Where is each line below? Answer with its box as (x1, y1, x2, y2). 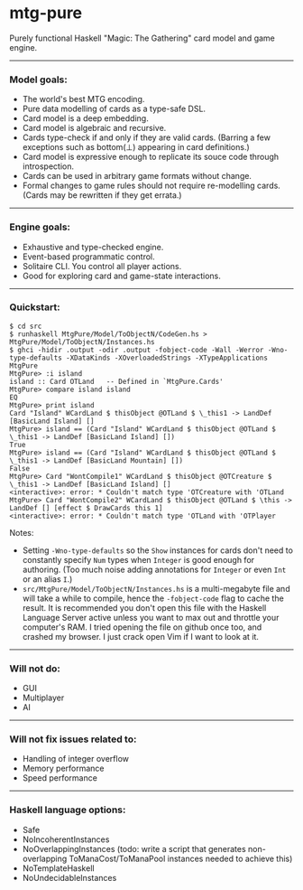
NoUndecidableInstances (22, 872, 117, 883)
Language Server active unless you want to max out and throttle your (22, 612, 280, 623)
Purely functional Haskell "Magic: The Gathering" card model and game (9, 33, 275, 43)
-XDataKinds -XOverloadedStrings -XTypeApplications (66, 353, 269, 362)
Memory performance (22, 763, 105, 774)
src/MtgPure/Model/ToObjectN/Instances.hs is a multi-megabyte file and (22, 583, 290, 594)
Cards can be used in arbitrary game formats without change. (22, 171, 252, 182)
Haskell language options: (9, 803, 126, 816)
